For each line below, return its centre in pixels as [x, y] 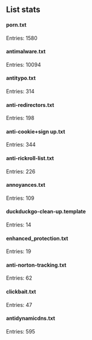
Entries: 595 [21, 331]
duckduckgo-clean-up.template [46, 212]
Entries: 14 [19, 225]
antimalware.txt [26, 51]
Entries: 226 [21, 171]
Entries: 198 [20, 118]
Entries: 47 [19, 305]
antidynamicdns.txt [31, 318]
